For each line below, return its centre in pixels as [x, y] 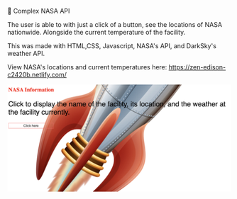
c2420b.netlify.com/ [37, 75]
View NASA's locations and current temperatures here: [87, 67]
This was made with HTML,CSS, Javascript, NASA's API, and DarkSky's [112, 46]
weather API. [26, 53]
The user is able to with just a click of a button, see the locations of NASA [115, 24]
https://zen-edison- [197, 67]
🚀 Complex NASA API [39, 11]
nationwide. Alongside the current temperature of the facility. [97, 32]
